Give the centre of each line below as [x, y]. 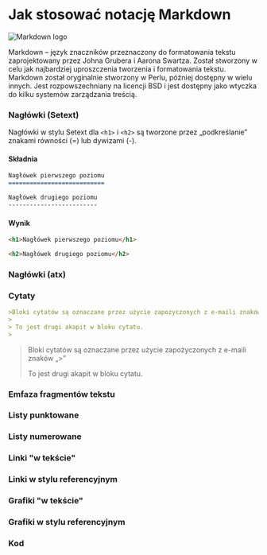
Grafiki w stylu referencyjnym [67, 522]
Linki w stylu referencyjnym [63, 479]
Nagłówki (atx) [37, 274]
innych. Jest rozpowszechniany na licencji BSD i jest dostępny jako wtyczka [132, 86]
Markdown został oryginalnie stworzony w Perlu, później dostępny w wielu [130, 77]
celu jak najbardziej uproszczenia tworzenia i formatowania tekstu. [117, 68]
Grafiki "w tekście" [46, 501]
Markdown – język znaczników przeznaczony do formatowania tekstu [122, 52]
